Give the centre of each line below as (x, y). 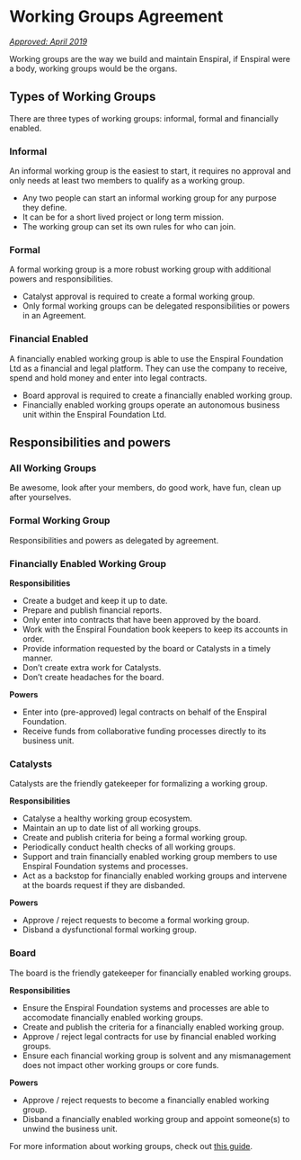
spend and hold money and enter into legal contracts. (108, 378)
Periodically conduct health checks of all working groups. (129, 847)
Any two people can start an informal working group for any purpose (149, 198)
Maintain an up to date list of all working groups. (111, 828)
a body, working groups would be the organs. (93, 68)
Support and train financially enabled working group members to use (150, 857)
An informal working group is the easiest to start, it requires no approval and (150, 171)
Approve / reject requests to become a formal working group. (136, 921)
